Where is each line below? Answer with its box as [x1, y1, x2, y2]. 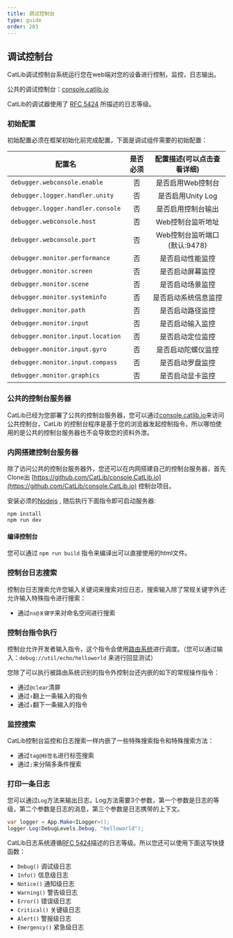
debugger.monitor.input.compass [10, 359, 118, 366]
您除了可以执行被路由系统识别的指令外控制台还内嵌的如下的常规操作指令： [7, 668, 220, 677]
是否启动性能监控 [159, 254, 216, 264]
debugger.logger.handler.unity [10, 192, 114, 200]
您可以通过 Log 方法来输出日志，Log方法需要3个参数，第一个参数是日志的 [7, 796, 214, 804]
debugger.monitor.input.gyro [10, 346, 107, 353]
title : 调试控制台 [7, 10, 55, 17]
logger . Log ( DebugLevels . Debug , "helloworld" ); [7, 825, 144, 832]
